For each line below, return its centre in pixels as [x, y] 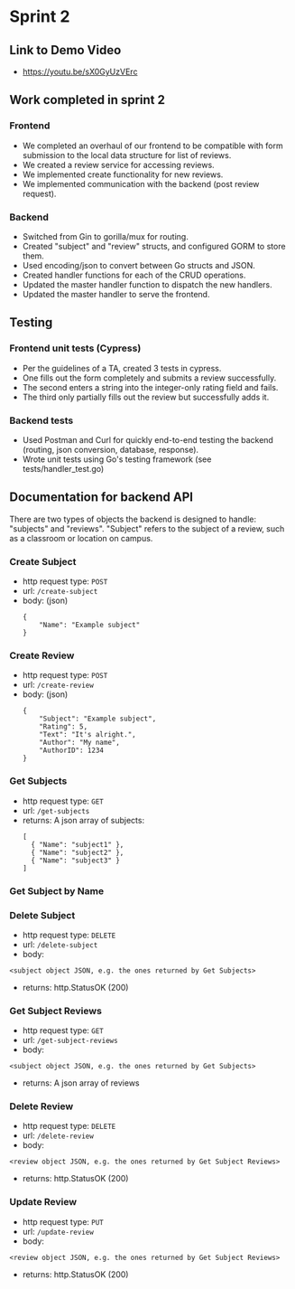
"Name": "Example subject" [90, 626]
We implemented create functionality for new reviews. [123, 174]
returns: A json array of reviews [81, 1083]
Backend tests [41, 420]
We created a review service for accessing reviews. [118, 165]
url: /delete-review [58, 1135]
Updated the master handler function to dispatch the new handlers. [147, 284]
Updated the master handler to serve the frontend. [116, 294]
